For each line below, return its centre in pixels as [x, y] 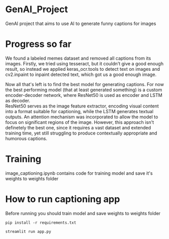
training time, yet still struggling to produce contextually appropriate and [81, 133]
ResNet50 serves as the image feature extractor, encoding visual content [82, 106]
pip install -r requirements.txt [41, 223]
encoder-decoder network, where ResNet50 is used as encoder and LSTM [84, 95]
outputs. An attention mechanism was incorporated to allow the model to [82, 117]
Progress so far [38, 44]
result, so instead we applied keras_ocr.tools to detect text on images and [83, 69]
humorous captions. [26, 138]
